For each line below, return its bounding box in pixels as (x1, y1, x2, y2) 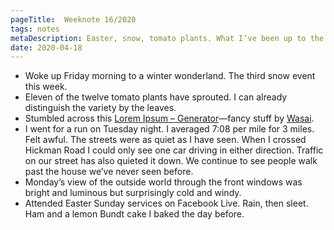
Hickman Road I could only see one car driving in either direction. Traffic (24, 144, 324, 156)
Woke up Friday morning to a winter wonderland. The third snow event (24, 70, 316, 82)
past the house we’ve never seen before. (24, 166, 194, 178)
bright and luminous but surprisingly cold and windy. (24, 187, 242, 199)
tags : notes (10, 24, 60, 34)
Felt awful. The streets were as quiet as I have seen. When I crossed (24, 134, 307, 146)
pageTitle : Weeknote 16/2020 (10, 14, 137, 25)
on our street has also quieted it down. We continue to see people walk (24, 155, 318, 167)
